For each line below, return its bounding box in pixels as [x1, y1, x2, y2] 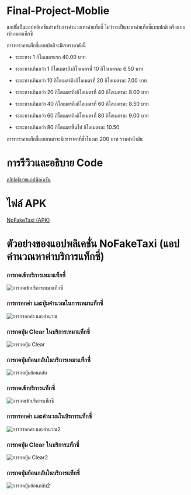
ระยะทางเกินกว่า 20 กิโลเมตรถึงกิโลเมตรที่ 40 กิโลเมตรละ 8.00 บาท [15, 88, 150, 95]
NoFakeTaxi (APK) [6, 216, 50, 224]
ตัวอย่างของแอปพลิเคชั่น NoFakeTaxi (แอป [6, 237, 180, 250]
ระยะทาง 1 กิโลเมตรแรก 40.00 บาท [15, 53, 86, 60]
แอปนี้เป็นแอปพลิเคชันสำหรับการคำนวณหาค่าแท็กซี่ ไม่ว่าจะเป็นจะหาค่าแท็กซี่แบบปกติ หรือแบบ [6, 23, 186, 30]
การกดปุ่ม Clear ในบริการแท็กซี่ [6, 441, 79, 449]
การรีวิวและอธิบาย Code [6, 156, 103, 170]
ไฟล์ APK [6, 197, 47, 210]
